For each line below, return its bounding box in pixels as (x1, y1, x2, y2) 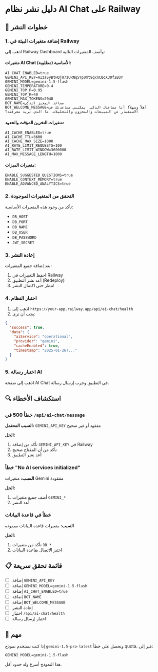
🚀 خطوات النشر (5, 23, 48, 31)
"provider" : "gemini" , (14, 338, 60, 343)
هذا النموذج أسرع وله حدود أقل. (5, 661, 62, 667)
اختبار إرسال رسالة (12, 616, 47, 622)
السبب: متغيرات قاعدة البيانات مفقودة (5, 522, 74, 529)
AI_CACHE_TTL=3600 (5, 134, 42, 140)
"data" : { (9, 330, 29, 335)
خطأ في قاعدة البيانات (5, 512, 51, 518)
